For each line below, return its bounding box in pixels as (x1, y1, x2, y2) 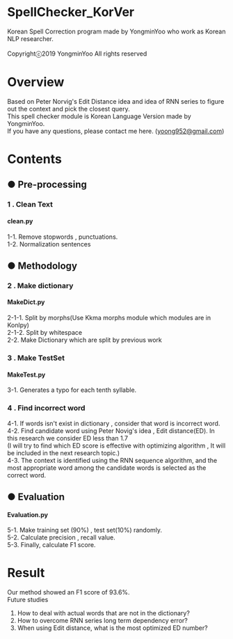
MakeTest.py (7, 370, 46, 379)
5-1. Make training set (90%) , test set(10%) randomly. (7, 526, 162, 535)
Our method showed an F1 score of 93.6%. (7, 588, 130, 597)
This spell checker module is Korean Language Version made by (7, 112, 191, 120)
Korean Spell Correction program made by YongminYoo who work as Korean (7, 27, 226, 35)
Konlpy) (7, 321, 30, 329)
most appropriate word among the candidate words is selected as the (7, 464, 207, 472)
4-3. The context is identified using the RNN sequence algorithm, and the (7, 456, 218, 464)
